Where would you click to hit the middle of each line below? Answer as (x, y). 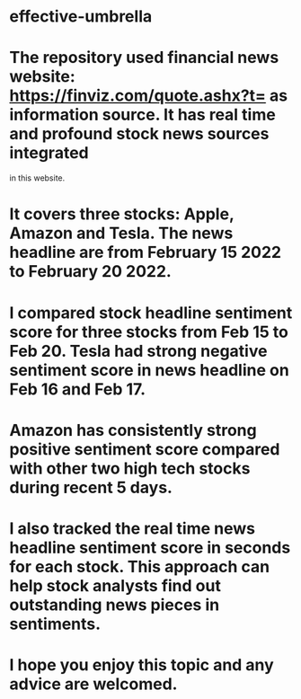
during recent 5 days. (91, 487)
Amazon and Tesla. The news (121, 233)
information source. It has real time (142, 115)
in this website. (37, 178)
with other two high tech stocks (130, 468)
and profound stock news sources (139, 134)
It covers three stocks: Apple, (122, 214)
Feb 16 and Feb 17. (78, 389)
